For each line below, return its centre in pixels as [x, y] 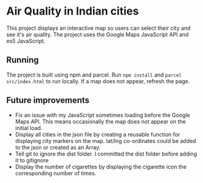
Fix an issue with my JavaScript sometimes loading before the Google [102, 115]
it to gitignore [32, 160]
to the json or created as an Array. [58, 147]
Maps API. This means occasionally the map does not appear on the [101, 121]
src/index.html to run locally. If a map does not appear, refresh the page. [98, 81]
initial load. [29, 128]
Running [23, 60]
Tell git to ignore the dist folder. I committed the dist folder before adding [106, 154]
